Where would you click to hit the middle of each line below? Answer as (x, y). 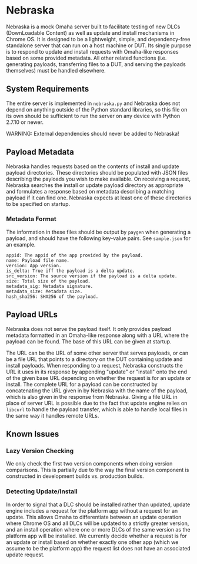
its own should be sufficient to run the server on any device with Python (93, 116)
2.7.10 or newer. (25, 122)
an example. (21, 244)
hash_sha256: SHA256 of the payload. (52, 296)
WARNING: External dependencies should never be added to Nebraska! (93, 133)
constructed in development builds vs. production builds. (75, 476)
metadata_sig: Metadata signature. (50, 286)
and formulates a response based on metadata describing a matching (90, 191)
